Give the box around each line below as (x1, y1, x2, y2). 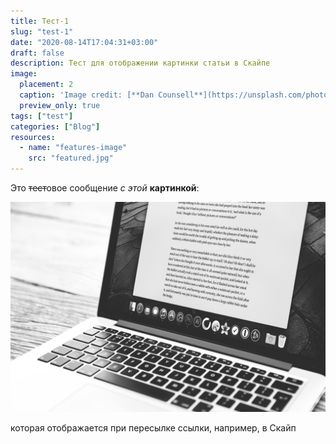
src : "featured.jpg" (28, 153, 114, 164)
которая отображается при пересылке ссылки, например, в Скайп (10, 421, 297, 434)
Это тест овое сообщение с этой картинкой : (10, 182, 200, 194)
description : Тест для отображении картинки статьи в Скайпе (10, 58, 271, 69)
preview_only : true (19, 100, 101, 110)
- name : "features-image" (19, 143, 128, 153)
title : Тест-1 (10, 16, 70, 26)
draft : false (10, 48, 65, 58)
